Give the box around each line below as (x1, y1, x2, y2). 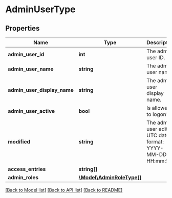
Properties (5, 24, 40, 33)
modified (8, 138, 31, 145)
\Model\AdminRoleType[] (78, 174, 142, 181)
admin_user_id (8, 51, 45, 58)
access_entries (8, 166, 46, 172)
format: (146, 138, 164, 145)
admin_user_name (8, 65, 54, 72)
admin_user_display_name (8, 87, 74, 93)
